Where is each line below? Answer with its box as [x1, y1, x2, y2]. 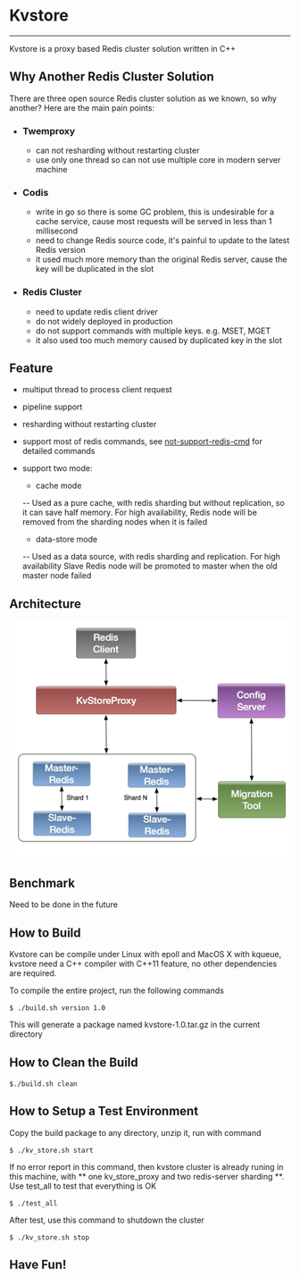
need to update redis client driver [35, 306, 158, 317]
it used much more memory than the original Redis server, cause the [35, 254, 287, 265]
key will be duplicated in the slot [35, 264, 154, 274]
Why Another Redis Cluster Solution [9, 69, 214, 85]
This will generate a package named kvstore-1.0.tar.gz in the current [9, 1020, 261, 1030]
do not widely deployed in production [35, 315, 173, 326]
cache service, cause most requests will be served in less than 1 [35, 216, 272, 227]
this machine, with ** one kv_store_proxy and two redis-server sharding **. [9, 1171, 284, 1181]
